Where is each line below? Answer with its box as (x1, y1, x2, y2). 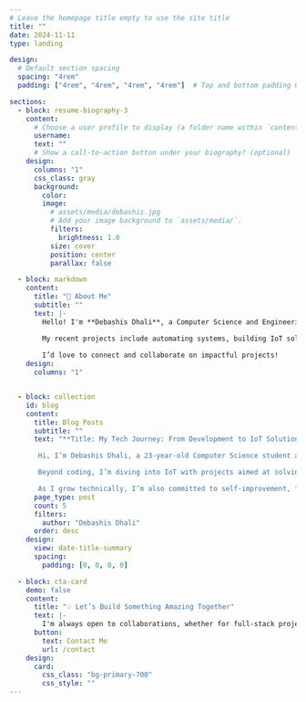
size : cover (49, 241, 96, 251)
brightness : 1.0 (57, 233, 120, 242)
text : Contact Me (42, 636, 107, 645)
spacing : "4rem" (17, 72, 79, 82)
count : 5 (33, 501, 67, 510)
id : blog (25, 401, 59, 410)
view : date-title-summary (33, 544, 132, 553)
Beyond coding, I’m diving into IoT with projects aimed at (37, 467, 271, 477)
